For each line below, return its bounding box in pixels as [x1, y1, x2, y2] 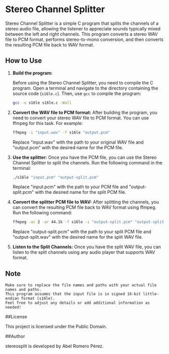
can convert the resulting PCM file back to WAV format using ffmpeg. [12, 204, 157, 210]
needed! [5, 305, 22, 310]
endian [5, 296, 19, 301]
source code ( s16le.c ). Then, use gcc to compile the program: [12, 90, 142, 97]
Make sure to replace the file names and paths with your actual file [5, 283, 157, 288]
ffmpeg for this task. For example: [12, 120, 83, 126]
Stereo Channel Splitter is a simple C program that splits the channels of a [5, 20, 159, 26]
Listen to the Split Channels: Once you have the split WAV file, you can [12, 244, 161, 250]
